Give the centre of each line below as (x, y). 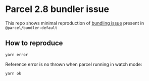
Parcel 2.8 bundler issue (57, 9)
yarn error (17, 54)
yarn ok (13, 73)
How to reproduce (34, 43)
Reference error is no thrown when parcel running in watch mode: (74, 64)
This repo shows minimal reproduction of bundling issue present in (75, 23)
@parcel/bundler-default (31, 28)
